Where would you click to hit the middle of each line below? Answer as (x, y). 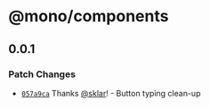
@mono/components (89, 16)
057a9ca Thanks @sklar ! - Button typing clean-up (111, 93)
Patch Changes (42, 74)
